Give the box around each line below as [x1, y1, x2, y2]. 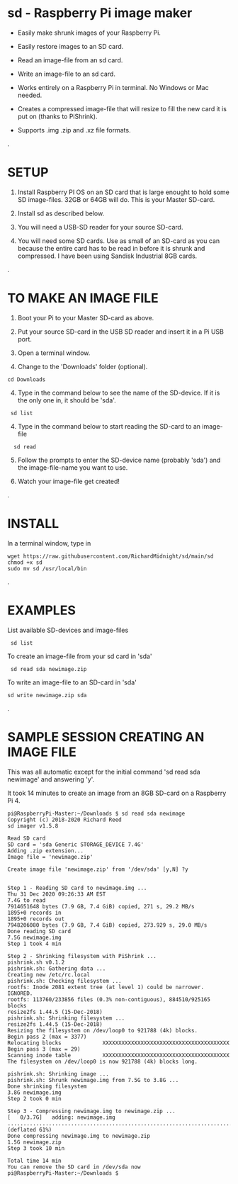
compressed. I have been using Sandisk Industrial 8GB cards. [17, 252, 198, 260]
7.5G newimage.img [7, 934, 62, 941]
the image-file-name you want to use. [17, 463, 128, 472]
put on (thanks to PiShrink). [17, 112, 98, 120]
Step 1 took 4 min [7, 940, 62, 947]
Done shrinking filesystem [7, 1083, 87, 1090]
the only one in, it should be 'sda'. [17, 395, 117, 405]
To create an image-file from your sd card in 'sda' [7, 652, 152, 660]
